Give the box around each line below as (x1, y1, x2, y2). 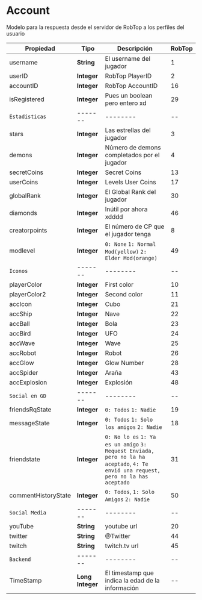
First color (105, 280, 134, 289)
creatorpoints (9, 226, 47, 234)
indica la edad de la (105, 576, 160, 584)
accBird (9, 329, 31, 337)
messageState (9, 419, 50, 427)
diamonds (9, 208, 37, 217)
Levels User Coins (105, 178, 156, 186)
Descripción (117, 44, 153, 52)
